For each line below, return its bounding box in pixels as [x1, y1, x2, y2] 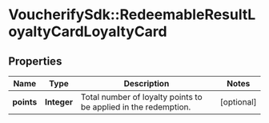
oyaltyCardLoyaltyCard [8, 22, 167, 41]
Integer [44, 97, 74, 107]
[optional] [219, 97, 257, 107]
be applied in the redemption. [80, 101, 191, 113]
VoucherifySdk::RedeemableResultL [8, 6, 256, 24]
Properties [8, 54, 62, 68]
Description [123, 78, 170, 89]
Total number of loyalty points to [80, 92, 203, 102]
